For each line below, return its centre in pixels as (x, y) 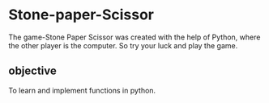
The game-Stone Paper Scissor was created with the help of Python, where (134, 37)
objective (32, 71)
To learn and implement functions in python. (82, 90)
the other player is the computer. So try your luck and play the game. (123, 45)
